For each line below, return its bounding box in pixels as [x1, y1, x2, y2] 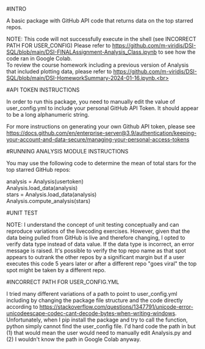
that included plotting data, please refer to [6, 68, 112, 75]
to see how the [158, 48, 196, 56]
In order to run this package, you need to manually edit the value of [6, 98, 176, 105]
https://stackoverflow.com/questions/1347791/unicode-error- [39, 303, 193, 310]
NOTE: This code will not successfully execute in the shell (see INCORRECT [6, 35, 196, 42]
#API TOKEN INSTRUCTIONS [6, 86, 80, 94]
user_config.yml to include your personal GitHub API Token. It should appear [6, 105, 199, 112]
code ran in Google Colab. [6, 55, 72, 62]
